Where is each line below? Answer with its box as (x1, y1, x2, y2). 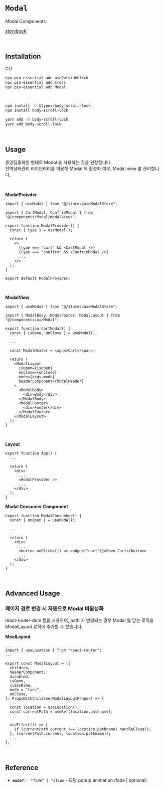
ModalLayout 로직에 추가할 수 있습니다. (5, 623, 83, 630)
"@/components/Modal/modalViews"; (5, 214, 78, 219)
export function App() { (5, 450, 57, 456)
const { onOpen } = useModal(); (10, 518, 78, 523)
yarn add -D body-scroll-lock (5, 117, 69, 122)
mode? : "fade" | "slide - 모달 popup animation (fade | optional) (12, 777, 147, 783)
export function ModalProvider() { (5, 223, 80, 228)
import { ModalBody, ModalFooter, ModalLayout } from (5, 312, 120, 318)
